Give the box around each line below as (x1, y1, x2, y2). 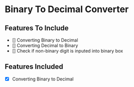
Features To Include (5, 24, 69, 32)
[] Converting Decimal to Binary (12, 42, 78, 49)
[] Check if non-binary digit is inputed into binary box (12, 48, 123, 54)
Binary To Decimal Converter (5, 4, 129, 15)
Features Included (5, 62, 63, 71)
